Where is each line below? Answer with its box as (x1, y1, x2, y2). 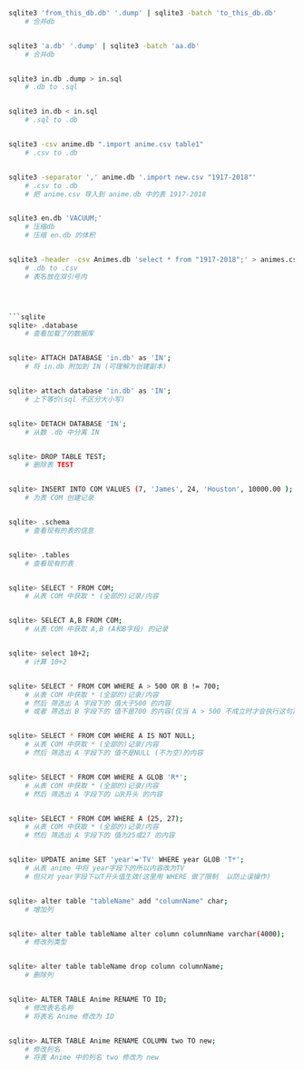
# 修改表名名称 (25, 1003, 74, 1013)
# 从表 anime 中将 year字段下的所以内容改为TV (25, 864, 185, 873)
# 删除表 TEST (25, 460, 74, 470)
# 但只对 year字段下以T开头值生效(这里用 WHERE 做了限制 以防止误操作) (25, 872, 271, 881)
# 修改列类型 (25, 937, 67, 947)
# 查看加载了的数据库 (25, 329, 94, 338)
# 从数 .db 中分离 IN (25, 427, 100, 436)
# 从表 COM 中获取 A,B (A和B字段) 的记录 (25, 625, 169, 634)
